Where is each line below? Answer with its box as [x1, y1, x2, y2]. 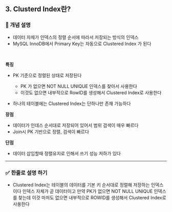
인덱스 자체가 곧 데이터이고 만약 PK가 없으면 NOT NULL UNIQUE [22, 188, 153, 194]
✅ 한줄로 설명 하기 [5, 169, 48, 176]
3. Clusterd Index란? [5, 5, 71, 14]
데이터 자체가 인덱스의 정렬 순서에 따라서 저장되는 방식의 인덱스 [12, 34, 139, 40]
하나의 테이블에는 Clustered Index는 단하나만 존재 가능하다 [12, 100, 131, 107]
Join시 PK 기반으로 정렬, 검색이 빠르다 [12, 129, 90, 135]
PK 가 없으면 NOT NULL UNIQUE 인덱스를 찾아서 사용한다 [20, 83, 137, 89]
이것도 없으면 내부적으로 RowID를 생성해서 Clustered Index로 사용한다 [20, 89, 162, 96]
